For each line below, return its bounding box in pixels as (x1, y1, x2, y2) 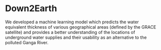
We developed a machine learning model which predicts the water (5, 19, 139, 25)
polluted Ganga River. (5, 39, 49, 45)
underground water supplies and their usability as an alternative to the (5, 34, 147, 40)
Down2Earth (5, 3, 57, 14)
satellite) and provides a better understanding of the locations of (5, 29, 135, 35)
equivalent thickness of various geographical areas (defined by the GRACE (5, 24, 156, 30)
